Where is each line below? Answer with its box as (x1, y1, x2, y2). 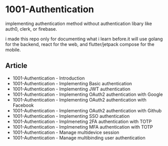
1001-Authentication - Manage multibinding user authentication (12, 134, 146, 141)
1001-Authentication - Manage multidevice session (12, 129, 119, 135)
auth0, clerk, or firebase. (5, 26, 57, 32)
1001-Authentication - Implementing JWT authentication (12, 86, 131, 92)
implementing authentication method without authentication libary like (5, 20, 152, 27)
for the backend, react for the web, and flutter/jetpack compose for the (5, 41, 155, 47)
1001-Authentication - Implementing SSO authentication (12, 113, 130, 119)
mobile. (5, 46, 21, 53)
